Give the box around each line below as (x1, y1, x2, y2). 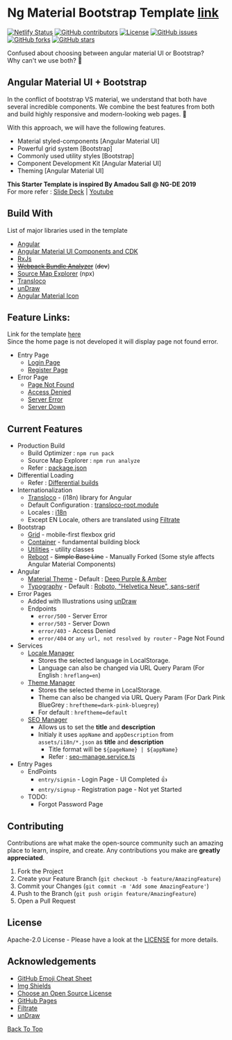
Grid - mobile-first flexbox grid (27, 530, 116, 539)
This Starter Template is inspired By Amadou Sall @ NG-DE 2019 (7, 180, 197, 188)
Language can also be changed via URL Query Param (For (38, 664, 205, 672)
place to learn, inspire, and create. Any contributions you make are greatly (7, 846, 221, 855)
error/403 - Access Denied (38, 627, 116, 635)
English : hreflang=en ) (38, 671, 101, 680)
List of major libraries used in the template (7, 226, 128, 234)
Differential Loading (17, 471, 74, 480)
